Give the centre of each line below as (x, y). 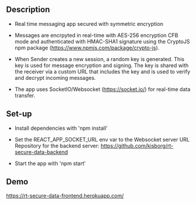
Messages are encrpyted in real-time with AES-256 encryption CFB (96, 35)
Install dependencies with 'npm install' (61, 128)
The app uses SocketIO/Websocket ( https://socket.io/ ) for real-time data (102, 89)
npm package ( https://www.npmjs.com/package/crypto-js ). (87, 48)
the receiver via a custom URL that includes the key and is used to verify (102, 71)
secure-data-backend (41, 152)
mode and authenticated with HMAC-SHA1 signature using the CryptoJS (102, 41)
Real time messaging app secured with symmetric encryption (89, 23)
